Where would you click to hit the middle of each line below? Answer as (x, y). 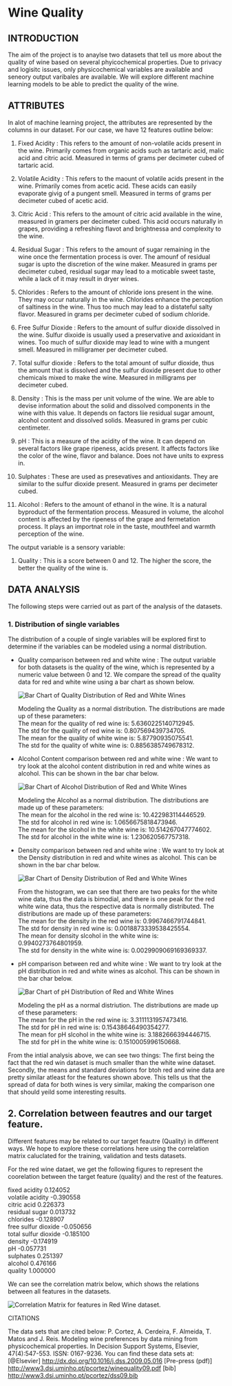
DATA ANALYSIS (44, 589)
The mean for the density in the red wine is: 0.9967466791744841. (112, 921)
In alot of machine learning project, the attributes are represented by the (110, 122)
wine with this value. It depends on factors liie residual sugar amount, (116, 413)
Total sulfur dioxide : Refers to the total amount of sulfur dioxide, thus (116, 363)
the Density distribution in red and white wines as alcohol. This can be (117, 857)
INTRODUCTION (43, 38)
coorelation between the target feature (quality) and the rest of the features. (115, 1176)
